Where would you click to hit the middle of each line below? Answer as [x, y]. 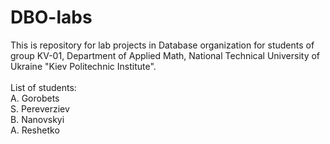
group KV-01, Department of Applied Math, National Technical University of [165, 55]
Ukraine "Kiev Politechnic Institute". [83, 66]
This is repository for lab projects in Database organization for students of [162, 45]
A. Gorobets [35, 98]
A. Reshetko [35, 130]
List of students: [43, 87]
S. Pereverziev [40, 108]
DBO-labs [51, 17]
